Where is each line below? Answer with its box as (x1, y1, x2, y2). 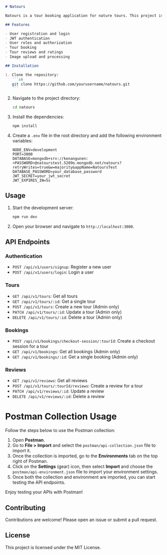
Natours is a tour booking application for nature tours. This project (5, 13, 157, 18)
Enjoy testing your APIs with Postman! (5, 489, 83, 495)
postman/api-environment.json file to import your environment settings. (12, 469, 158, 475)
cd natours (12, 105, 35, 110)
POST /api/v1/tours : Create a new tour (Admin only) (12, 303, 119, 309)
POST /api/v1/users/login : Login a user (12, 269, 94, 276)
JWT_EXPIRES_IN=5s (12, 178, 51, 183)
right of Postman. (12, 458, 48, 464)
